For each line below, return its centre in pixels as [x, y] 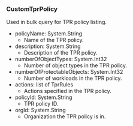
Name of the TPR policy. [54, 40]
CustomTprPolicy [32, 9]
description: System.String [48, 46]
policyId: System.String [43, 97]
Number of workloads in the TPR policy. [73, 78]
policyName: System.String [49, 34]
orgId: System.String [40, 110]
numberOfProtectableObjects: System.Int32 [69, 72]
